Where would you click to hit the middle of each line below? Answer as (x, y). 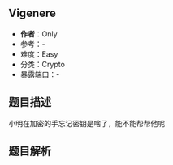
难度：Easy (39, 54)
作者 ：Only (39, 34)
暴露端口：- (40, 74)
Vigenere (32, 13)
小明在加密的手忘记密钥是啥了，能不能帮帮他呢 (86, 123)
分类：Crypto (42, 64)
